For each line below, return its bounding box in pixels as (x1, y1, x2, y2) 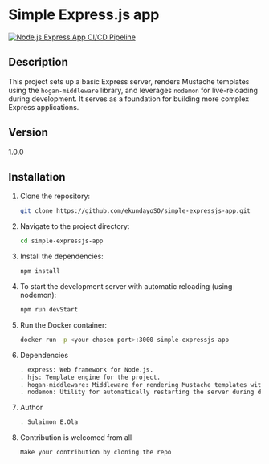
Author (19, 403, 43, 413)
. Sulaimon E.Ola (19, 418, 79, 426)
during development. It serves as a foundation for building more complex (8, 94, 250, 104)
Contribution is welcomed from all (19, 433, 132, 442)
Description (8, 55, 68, 69)
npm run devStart (19, 306, 79, 314)
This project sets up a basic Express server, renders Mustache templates (8, 76, 250, 86)
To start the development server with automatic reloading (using (19, 282, 233, 291)
